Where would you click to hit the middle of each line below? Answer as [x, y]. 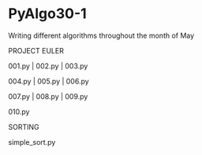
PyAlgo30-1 [47, 14]
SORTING [24, 127]
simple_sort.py [32, 142]
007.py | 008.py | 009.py [48, 96]
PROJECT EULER [36, 50]
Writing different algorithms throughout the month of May [101, 35]
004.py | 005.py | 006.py [49, 81]
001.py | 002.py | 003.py [48, 66]
